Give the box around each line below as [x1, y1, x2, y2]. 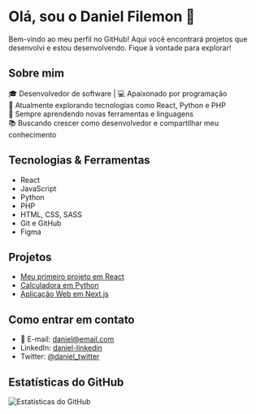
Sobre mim [8, 67, 65, 81]
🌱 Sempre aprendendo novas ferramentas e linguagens [8, 109, 193, 119]
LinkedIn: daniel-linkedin [20, 343, 103, 353]
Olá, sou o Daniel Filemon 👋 [8, 7, 196, 26]
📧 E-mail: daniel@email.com [20, 334, 115, 344]
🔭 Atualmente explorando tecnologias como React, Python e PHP [8, 100, 226, 110]
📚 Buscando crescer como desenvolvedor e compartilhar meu [8, 118, 219, 128]
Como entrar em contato [8, 312, 135, 326]
